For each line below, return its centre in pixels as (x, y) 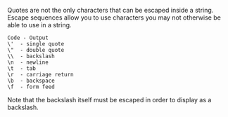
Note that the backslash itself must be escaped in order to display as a (109, 100)
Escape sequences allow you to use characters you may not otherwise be (114, 18)
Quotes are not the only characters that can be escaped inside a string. (110, 10)
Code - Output (28, 38)
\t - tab (22, 69)
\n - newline (28, 62)
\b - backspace (31, 81)
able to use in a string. (39, 25)
